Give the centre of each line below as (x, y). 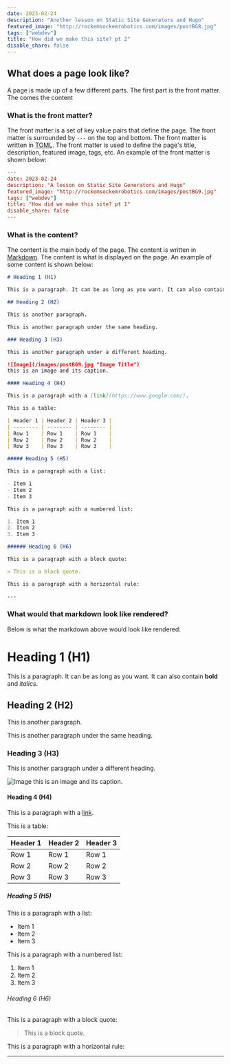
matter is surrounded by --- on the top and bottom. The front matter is (107, 138)
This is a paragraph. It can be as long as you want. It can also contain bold (112, 676)
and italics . (23, 683)
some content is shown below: (51, 265)
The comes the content (40, 97)
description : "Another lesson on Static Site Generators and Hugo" (106, 20)
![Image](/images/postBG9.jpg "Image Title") (73, 364)
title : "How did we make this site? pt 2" (69, 39)
